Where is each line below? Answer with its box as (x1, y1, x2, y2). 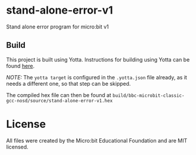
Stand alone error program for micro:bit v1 (6, 23, 109, 30)
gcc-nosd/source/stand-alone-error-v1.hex (6, 98, 113, 104)
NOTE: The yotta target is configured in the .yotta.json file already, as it (6, 73, 187, 80)
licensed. (6, 143, 29, 150)
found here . (6, 62, 34, 69)
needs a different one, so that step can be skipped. (6, 80, 131, 87)
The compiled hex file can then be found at (6, 91, 112, 98)
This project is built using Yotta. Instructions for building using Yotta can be (6, 56, 190, 63)
